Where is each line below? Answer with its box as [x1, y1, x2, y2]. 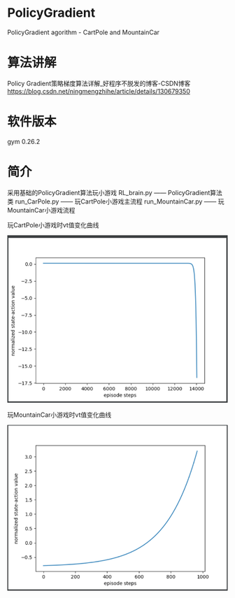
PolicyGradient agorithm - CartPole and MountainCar [7, 28, 159, 36]
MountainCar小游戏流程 [7, 206, 76, 214]
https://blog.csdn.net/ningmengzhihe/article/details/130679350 [7, 87, 190, 95]
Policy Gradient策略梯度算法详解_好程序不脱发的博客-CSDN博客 [7, 79, 191, 87]
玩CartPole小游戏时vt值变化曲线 [7, 220, 99, 229]
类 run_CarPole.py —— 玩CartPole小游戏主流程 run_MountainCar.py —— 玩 [7, 197, 225, 206]
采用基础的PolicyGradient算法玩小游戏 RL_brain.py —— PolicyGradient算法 [7, 188, 222, 197]
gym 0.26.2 [7, 137, 41, 145]
